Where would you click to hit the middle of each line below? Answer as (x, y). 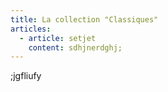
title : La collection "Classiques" (84, 19)
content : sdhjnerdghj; (75, 47)
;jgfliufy (26, 76)
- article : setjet (58, 38)
